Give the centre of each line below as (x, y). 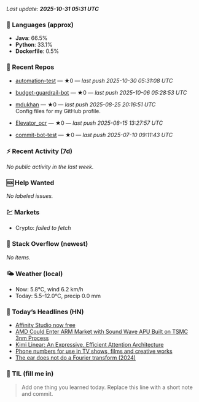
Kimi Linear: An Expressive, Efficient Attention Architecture (89, 345)
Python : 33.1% (34, 45)
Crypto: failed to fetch (43, 228)
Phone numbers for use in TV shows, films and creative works (94, 351)
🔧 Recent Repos (30, 67)
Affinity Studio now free (45, 325)
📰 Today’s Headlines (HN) (45, 312)
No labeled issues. (30, 196)
